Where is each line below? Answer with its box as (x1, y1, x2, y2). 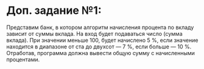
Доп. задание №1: (6, 4, 102, 18)
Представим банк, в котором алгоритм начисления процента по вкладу (6, 24, 194, 31)
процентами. (6, 56, 40, 63)
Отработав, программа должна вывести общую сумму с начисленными (6, 49, 195, 56)
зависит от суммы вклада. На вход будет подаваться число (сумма (6, 30, 183, 37)
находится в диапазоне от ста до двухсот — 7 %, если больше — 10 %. (6, 43, 192, 50)
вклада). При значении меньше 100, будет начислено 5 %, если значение (6, 36, 199, 44)
